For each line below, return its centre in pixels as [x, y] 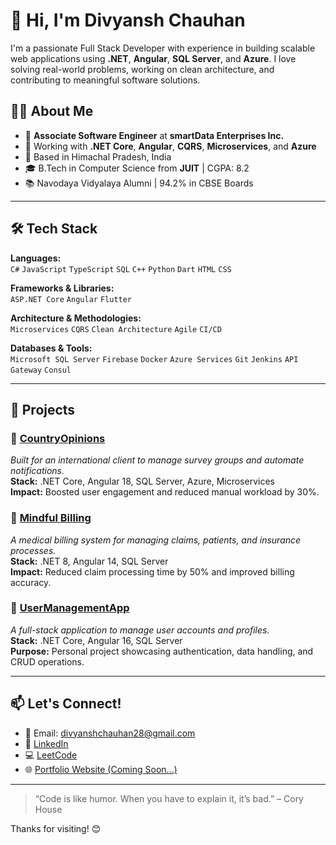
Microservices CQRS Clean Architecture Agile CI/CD [116, 329]
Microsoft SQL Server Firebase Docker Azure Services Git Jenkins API [154, 359]
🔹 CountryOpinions [58, 438]
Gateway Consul [41, 370]
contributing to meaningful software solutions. [105, 80]
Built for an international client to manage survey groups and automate [157, 460]
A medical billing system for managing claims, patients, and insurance [156, 540]
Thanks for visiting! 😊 [56, 828]
